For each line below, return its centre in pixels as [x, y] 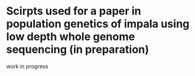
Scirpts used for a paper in [74, 11]
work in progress [27, 66]
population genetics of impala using [98, 24]
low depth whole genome [71, 37]
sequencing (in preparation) [78, 50]
